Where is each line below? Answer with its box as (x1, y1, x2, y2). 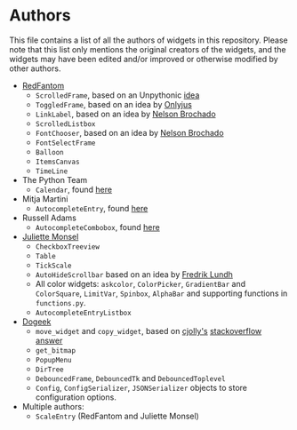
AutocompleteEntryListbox (35, 308, 132, 317)
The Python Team (21, 174, 88, 185)
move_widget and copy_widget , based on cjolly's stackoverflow (35, 325, 262, 336)
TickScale (35, 261, 73, 270)
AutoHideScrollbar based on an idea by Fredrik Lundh (35, 268, 234, 280)
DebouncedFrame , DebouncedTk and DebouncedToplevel (35, 372, 226, 383)
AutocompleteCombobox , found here (35, 221, 160, 232)
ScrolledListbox (35, 119, 96, 129)
